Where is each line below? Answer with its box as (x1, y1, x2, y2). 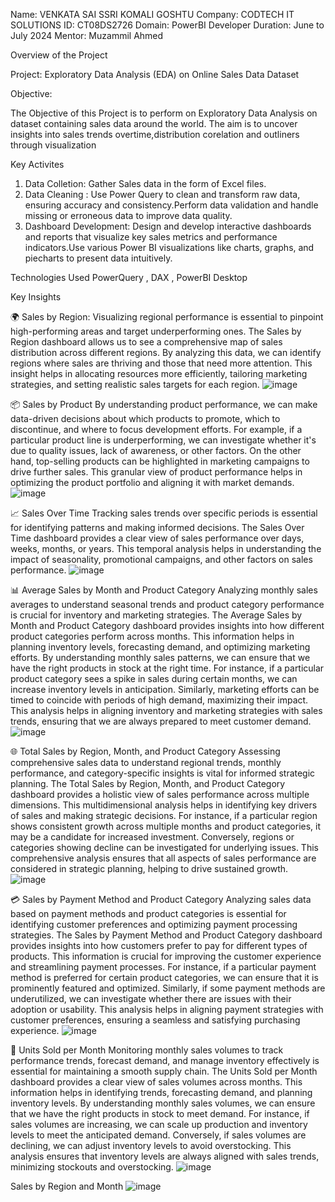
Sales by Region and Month (10, 1180, 124, 1192)
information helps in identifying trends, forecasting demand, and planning (10, 1087, 313, 1098)
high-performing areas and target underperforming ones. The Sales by (10, 325, 302, 337)
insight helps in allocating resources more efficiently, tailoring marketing (10, 368, 308, 379)
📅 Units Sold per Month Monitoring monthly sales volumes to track (10, 1044, 284, 1056)
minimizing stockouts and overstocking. (10, 1161, 174, 1173)
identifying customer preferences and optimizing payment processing (10, 919, 298, 930)
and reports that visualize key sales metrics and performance (24, 231, 278, 243)
